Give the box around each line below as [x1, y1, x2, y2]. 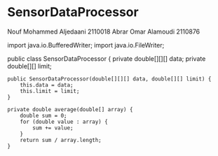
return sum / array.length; [20, 136, 102, 143]
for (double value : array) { [20, 118, 109, 125]
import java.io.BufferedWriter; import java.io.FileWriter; [7, 41, 165, 49]
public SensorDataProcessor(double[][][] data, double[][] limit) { [7, 75, 212, 83]
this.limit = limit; [20, 87, 80, 94]
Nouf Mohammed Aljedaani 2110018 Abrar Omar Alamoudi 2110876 [7, 27, 200, 36]
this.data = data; [20, 81, 74, 88]
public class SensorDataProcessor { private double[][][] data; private [7, 54, 206, 63]
